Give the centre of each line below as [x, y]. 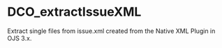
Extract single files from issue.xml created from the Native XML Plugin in [111, 31]
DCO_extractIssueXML [74, 12]
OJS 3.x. [20, 38]
